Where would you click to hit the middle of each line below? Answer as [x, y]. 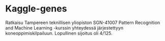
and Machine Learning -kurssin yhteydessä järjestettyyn [64, 27]
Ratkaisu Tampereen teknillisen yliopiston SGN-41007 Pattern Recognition [83, 22]
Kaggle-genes [36, 9]
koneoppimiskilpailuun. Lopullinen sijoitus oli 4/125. [59, 33]
